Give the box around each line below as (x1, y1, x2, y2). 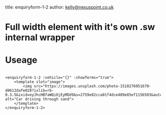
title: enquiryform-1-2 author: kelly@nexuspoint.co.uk (5, 4, 114, 10)
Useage (5, 54, 38, 66)
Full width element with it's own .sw (5, 22, 155, 33)
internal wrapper (5, 32, 75, 43)
